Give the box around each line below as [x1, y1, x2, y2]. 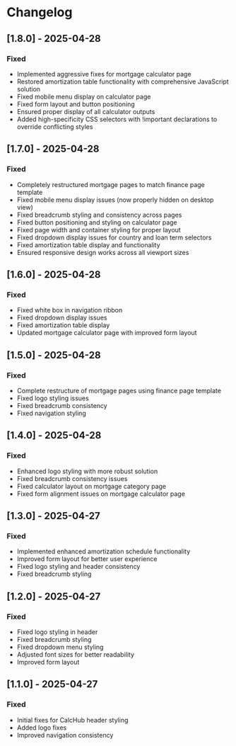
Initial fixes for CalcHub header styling [16, 716, 129, 724]
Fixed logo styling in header [16, 628, 98, 636]
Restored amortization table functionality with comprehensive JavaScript [16, 77, 229, 86]
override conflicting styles [16, 122, 93, 131]
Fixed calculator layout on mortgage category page [16, 482, 167, 490]
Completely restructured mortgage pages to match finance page [16, 180, 206, 188]
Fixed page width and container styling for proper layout [16, 225, 181, 234]
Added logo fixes [16, 723, 67, 732]
